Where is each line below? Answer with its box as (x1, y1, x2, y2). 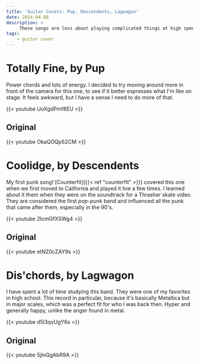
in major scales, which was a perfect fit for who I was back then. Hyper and (6, 301, 191, 308)
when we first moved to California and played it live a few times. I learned (6, 185, 185, 192)
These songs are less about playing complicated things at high (19, 25, 182, 31)
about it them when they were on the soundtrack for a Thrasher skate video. (6, 191, 192, 198)
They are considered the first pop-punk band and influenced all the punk (6, 197, 184, 204)
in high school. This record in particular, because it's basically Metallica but (6, 294, 190, 302)
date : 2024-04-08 (6, 14, 49, 20)
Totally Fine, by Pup (6, 62, 105, 75)
